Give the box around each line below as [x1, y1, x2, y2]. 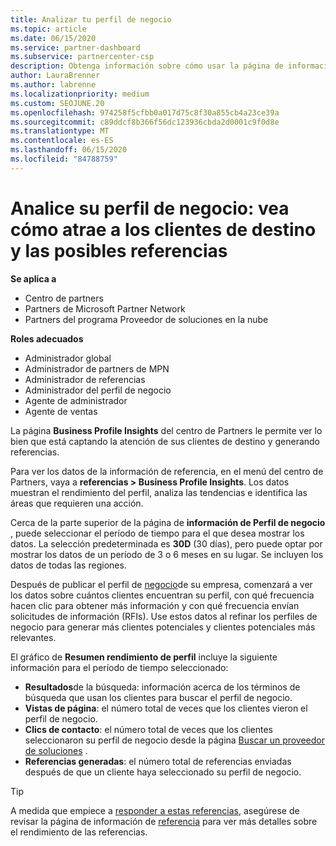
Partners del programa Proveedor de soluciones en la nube [24, 313, 269, 325]
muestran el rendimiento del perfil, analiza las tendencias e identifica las [10, 486, 308, 498]
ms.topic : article [10, 24, 87, 34]
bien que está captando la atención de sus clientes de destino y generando [10, 435, 320, 447]
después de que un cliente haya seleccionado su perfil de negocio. [24, 766, 302, 778]
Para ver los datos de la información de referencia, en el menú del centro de [10, 465, 324, 477]
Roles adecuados [10, 332, 84, 345]
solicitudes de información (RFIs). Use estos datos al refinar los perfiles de [10, 610, 318, 622]
